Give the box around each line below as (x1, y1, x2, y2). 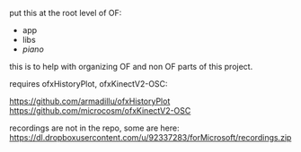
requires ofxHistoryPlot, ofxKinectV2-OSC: (9, 79, 168, 89)
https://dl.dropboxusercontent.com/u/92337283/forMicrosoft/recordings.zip (9, 132, 292, 142)
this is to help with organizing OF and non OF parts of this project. (9, 62, 253, 72)
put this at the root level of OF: (9, 8, 122, 18)
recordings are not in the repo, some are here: (9, 122, 180, 133)
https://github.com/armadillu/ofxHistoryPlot (9, 96, 171, 106)
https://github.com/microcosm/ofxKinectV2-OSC (9, 106, 191, 115)
